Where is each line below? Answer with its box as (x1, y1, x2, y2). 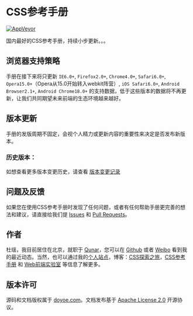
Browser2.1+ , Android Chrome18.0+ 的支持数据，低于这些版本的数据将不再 (6, 87, 181, 94)
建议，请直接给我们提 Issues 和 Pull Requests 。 (16, 210, 130, 218)
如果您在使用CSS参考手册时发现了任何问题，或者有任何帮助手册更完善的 (6, 203, 181, 210)
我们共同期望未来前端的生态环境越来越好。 (21, 94, 124, 101)
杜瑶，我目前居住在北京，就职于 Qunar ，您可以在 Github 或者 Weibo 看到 (6, 246, 182, 253)
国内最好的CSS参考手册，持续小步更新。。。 (6, 37, 109, 44)
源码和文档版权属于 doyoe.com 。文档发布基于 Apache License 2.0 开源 (6, 297, 178, 304)
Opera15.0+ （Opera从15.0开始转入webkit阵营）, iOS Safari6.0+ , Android (6, 80, 180, 87)
